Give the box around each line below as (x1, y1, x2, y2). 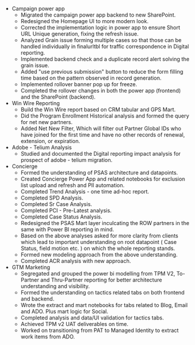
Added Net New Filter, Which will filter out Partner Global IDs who (20, 125, 181, 132)
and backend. (20, 295, 55, 302)
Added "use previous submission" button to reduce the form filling (20, 68, 184, 75)
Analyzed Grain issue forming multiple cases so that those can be (20, 37, 182, 43)
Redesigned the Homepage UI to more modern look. (20, 18, 149, 24)
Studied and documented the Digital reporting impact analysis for (20, 150, 181, 157)
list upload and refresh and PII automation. (20, 182, 125, 189)
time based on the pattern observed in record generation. (20, 74, 162, 81)
